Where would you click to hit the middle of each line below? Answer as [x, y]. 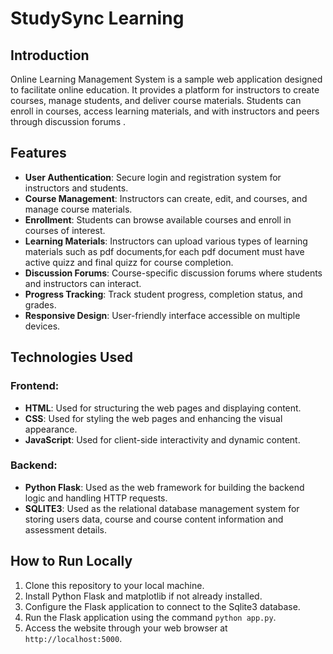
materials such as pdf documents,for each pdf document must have [164, 251]
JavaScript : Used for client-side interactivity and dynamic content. [162, 439]
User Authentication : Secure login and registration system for [153, 177]
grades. [40, 304]
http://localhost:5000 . [73, 638]
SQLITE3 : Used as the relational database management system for [162, 508]
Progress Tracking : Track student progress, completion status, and [163, 294]
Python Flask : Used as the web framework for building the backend [164, 487]
